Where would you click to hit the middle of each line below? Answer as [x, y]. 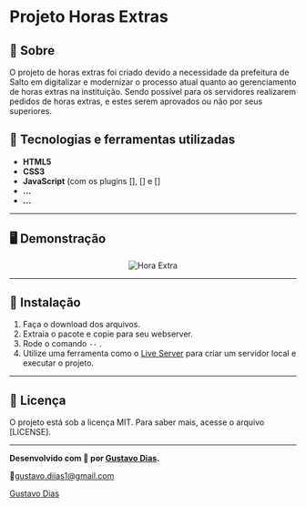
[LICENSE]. [31, 432]
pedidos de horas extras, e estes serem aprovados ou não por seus [136, 101]
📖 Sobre [32, 51]
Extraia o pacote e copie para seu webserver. [107, 334]
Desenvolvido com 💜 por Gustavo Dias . [85, 459]
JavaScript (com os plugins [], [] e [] [92, 181]
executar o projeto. [58, 363]
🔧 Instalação [45, 303]
